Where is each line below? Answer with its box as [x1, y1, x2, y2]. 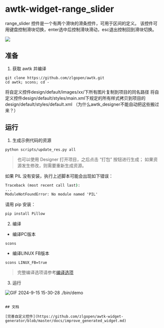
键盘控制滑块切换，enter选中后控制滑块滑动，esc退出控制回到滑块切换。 [9, 26, 157, 33]
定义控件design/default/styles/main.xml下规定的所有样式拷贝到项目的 [5, 95, 146, 101]
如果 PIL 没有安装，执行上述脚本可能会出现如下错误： [5, 173, 113, 179]
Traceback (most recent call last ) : [5, 183, 80, 188]
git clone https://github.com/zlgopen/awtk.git [5, 75, 105, 80]
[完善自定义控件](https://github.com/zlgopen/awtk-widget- [5, 314, 124, 319]
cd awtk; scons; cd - [5, 80, 50, 85]
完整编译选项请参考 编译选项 [17, 269, 74, 275]
